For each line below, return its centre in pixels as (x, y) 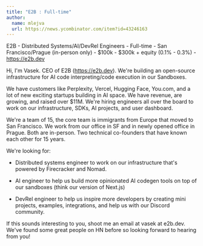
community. (30, 212)
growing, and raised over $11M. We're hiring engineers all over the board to (100, 102)
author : (16, 18)
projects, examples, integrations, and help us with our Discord (92, 205)
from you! (18, 236)
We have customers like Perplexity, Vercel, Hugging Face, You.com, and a (98, 89)
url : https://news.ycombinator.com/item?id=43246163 (80, 29)
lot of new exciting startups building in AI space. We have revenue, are (94, 95)
